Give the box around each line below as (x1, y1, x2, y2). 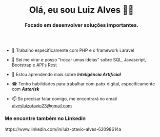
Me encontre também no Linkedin (4, 115, 86, 122)
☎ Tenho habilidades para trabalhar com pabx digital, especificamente (11, 81, 155, 87)
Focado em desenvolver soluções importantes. (24, 22, 139, 29)
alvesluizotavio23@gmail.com (11, 103, 72, 109)
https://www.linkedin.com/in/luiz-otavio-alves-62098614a (4, 126, 121, 132)
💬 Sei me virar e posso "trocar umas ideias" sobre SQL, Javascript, (11, 57, 146, 63)
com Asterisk (11, 86, 40, 92)
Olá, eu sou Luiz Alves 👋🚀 (29, 4, 134, 16)
